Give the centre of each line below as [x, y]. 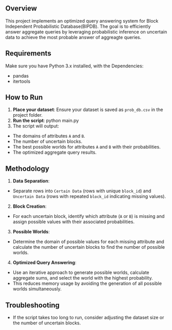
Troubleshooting [33, 305]
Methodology [27, 168]
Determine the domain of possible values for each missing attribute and [88, 242]
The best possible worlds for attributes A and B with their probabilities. [87, 147]
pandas [21, 76]
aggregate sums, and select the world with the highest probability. [83, 278]
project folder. [27, 115]
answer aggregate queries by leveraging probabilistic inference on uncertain [86, 32]
